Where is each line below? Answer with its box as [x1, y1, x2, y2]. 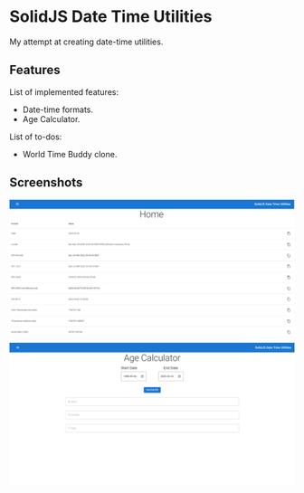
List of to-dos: [9, 131, 62, 142]
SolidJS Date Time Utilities [9, 6, 213, 27]
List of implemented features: [9, 86, 119, 97]
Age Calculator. [22, 113, 81, 124]
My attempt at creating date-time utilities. [9, 36, 164, 47]
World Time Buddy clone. [22, 148, 118, 159]
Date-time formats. [22, 104, 93, 115]
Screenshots [9, 175, 83, 191]
